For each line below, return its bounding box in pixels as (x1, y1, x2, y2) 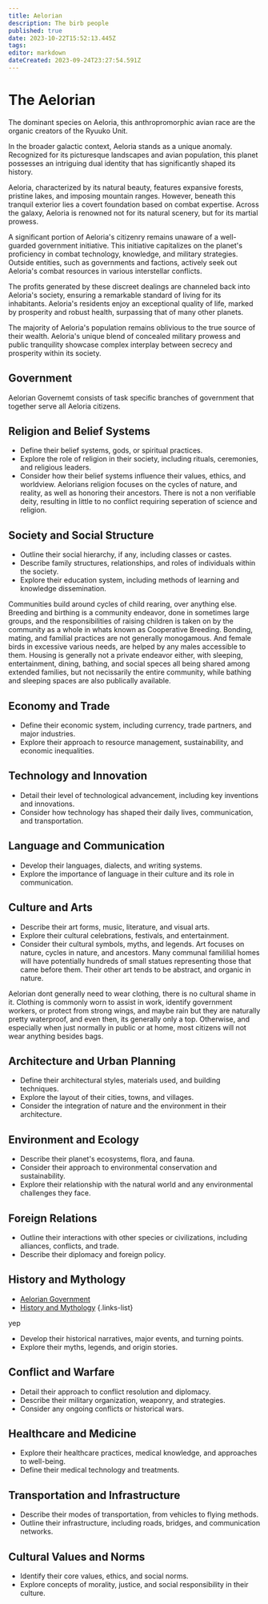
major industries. (19, 729, 76, 739)
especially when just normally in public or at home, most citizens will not (8, 1022, 246, 1032)
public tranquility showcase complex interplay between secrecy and (8, 340, 233, 349)
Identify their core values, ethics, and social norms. (19, 1571, 190, 1581)
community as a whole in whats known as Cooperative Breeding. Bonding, (8, 625, 254, 635)
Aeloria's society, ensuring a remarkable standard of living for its (8, 290, 222, 300)
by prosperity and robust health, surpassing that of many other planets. (8, 307, 244, 316)
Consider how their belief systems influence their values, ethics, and (19, 471, 246, 481)
